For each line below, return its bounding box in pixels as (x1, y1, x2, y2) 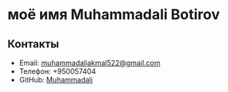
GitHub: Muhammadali (18, 75, 94, 84)
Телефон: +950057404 (18, 67, 97, 76)
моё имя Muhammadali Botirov (7, 6, 221, 24)
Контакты (7, 37, 59, 51)
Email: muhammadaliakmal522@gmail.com (18, 58, 161, 67)
